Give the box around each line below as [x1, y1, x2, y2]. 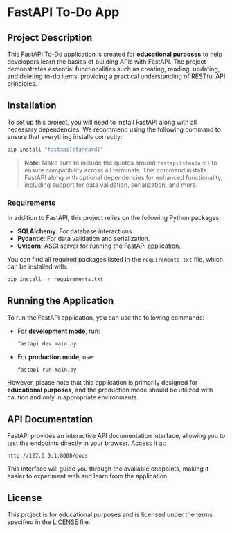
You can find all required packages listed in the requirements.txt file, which [7, 255, 224, 263]
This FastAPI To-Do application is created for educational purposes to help [7, 50, 223, 58]
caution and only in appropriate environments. [7, 393, 139, 401]
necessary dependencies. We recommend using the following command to [7, 125, 222, 134]
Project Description [7, 32, 93, 44]
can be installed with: [7, 262, 68, 271]
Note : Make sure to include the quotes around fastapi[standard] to [24, 159, 217, 167]
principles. [7, 80, 37, 87]
